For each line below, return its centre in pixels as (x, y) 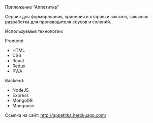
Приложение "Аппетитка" (32, 7)
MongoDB (22, 100)
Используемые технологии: (34, 31)
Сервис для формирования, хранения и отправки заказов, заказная (77, 16)
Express (20, 95)
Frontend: (15, 41)
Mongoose (23, 106)
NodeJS (20, 90)
